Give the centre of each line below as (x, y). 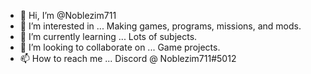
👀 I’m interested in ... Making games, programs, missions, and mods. (160, 26)
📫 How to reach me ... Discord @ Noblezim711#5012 (128, 58)
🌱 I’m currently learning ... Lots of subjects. (108, 36)
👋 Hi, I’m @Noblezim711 (68, 15)
